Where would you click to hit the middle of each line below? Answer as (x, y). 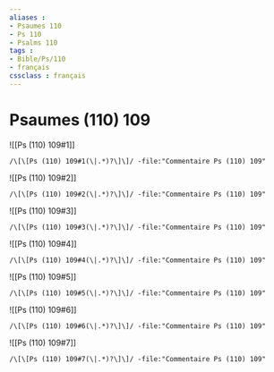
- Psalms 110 (34, 42)
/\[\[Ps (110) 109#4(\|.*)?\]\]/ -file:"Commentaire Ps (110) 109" (138, 260)
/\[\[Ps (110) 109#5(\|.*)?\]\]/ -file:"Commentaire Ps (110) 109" (138, 293)
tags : (21, 51)
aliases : (28, 17)
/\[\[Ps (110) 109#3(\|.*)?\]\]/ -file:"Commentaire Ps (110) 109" (138, 227)
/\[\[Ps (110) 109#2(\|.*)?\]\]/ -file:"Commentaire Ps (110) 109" (138, 194)
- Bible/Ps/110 (38, 59)
